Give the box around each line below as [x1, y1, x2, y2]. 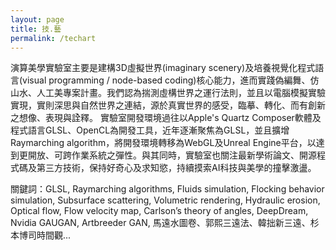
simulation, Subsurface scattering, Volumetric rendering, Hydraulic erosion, [10, 194, 321, 206]
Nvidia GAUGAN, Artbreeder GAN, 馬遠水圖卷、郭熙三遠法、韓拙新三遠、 [10, 217, 311, 229]
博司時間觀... [18, 229, 72, 241]
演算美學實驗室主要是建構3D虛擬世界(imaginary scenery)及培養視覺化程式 [10, 62, 316, 74]
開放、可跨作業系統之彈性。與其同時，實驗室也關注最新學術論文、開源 [27, 149, 317, 161]
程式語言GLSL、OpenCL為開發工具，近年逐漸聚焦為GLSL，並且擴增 [10, 124, 290, 136]
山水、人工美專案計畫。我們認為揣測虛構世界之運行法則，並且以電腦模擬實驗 [10, 87, 326, 99]
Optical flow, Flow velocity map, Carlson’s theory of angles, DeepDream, [10, 205, 309, 217]
